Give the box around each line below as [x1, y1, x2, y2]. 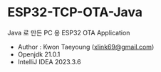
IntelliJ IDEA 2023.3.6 [17, 57, 81, 66]
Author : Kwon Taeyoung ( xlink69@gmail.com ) [17, 42, 155, 51]
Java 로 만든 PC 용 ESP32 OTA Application [7, 28, 130, 37]
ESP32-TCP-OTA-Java [7, 4, 142, 20]
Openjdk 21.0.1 [17, 50, 61, 59]
